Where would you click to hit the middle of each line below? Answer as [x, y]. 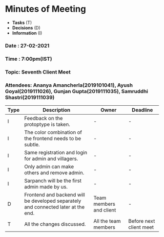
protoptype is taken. [47, 124]
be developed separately [53, 201]
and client [105, 210]
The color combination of [53, 132]
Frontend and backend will [55, 195]
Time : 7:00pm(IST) [29, 59]
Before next [142, 221]
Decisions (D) [26, 27]
